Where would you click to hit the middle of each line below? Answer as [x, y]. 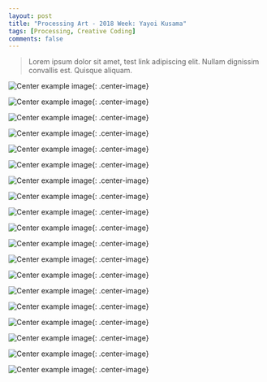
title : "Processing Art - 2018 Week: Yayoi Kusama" [97, 24]
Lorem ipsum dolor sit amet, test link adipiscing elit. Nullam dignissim [144, 62]
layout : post [30, 16]
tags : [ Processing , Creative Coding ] [72, 31]
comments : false [36, 39]
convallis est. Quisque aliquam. [80, 71]
